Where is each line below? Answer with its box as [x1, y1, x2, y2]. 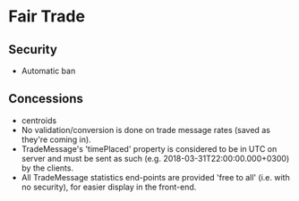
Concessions [8, 91, 84, 106]
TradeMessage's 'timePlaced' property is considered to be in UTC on [21, 143, 278, 154]
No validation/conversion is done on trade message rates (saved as [21, 124, 270, 135]
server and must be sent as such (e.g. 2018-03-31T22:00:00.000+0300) [21, 153, 290, 163]
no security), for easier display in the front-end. [21, 181, 197, 192]
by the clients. [21, 163, 73, 173]
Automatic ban [21, 65, 76, 76]
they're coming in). [21, 134, 91, 145]
